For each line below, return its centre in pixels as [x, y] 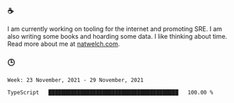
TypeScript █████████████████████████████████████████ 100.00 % [110, 92]
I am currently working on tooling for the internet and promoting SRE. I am [115, 29]
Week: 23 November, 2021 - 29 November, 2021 [75, 80]
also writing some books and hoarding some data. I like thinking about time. [117, 37]
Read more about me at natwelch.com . [64, 44]
